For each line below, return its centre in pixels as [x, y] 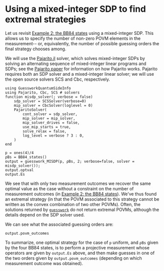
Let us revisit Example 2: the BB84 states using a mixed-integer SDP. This [79, 33]
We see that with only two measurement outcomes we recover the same [78, 183]
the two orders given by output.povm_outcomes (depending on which [73, 258]
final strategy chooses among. [36, 49]
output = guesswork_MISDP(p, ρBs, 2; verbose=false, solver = [70, 161]
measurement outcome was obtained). [44, 263]
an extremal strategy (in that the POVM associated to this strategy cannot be [82, 199]
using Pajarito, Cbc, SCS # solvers [42, 92]
